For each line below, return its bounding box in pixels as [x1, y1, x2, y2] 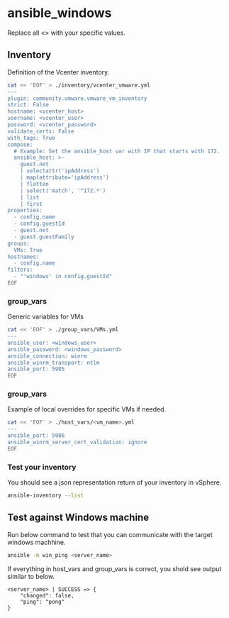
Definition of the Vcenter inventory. [7, 67, 110, 76]
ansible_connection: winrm [7, 353, 87, 360]
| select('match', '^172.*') [20, 187, 106, 194]
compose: [7, 140, 33, 148]
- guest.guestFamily [13, 233, 74, 241]
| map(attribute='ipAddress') [20, 174, 110, 181]
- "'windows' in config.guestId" [13, 273, 113, 280]
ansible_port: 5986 [7, 432, 65, 439]
